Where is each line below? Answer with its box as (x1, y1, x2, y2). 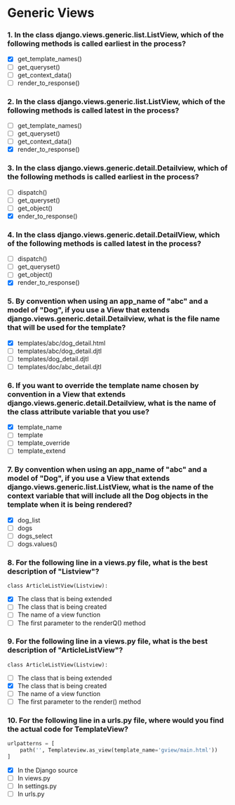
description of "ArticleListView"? (7, 645, 123, 655)
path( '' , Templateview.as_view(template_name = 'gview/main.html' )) (20, 747, 218, 754)
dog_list (17, 515, 41, 524)
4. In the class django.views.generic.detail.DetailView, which (7, 230, 220, 240)
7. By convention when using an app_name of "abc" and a (7, 465, 208, 475)
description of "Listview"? (7, 566, 100, 576)
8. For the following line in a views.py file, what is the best (7, 558, 208, 567)
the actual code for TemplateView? (7, 724, 128, 734)
